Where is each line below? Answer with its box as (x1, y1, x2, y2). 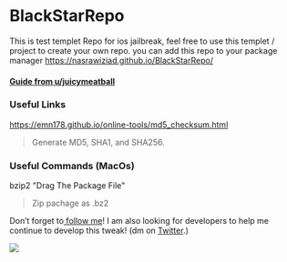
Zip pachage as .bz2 (31, 197, 109, 209)
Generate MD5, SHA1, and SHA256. (31, 136, 166, 147)
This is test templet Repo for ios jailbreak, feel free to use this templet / (9, 35, 275, 46)
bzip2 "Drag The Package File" (9, 180, 126, 191)
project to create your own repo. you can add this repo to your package (9, 45, 278, 55)
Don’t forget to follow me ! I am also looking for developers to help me (9, 216, 270, 227)
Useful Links (9, 98, 67, 111)
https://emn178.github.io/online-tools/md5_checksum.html (9, 119, 229, 130)
